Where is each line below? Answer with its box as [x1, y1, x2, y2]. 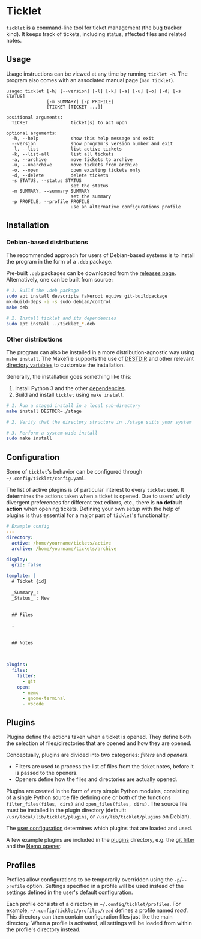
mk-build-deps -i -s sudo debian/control [6, 299, 112, 305]
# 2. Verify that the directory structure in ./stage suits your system [6, 419, 192, 425]
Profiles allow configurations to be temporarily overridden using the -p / [6, 876, 182, 883]
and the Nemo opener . [6, 842, 62, 850]
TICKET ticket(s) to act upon [11, 119, 128, 125]
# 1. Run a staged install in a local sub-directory [6, 402, 141, 409]
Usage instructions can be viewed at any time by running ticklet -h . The [6, 70, 188, 77]
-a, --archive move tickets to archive [11, 156, 133, 163]
